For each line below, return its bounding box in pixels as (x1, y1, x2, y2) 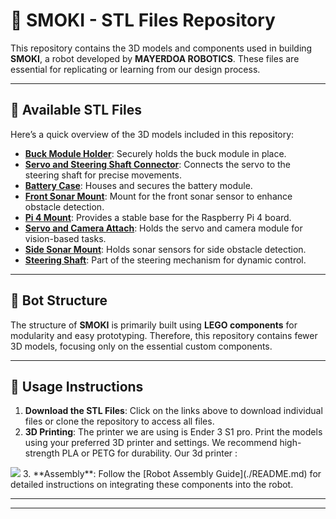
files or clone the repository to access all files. (24, 415, 215, 428)
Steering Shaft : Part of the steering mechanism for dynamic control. (24, 254, 307, 266)
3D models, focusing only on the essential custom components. (10, 340, 273, 352)
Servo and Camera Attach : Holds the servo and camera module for (24, 222, 303, 234)
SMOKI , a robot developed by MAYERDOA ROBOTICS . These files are (10, 52, 300, 64)
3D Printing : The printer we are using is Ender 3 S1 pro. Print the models (24, 426, 323, 438)
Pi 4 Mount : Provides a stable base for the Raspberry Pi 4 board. (24, 211, 292, 223)
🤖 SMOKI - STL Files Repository (10, 9, 276, 32)
